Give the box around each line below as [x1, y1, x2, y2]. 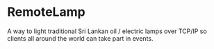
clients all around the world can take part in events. [7, 34, 154, 42]
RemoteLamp [7, 4, 85, 20]
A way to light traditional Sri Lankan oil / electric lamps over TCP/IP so [7, 27, 207, 35]
